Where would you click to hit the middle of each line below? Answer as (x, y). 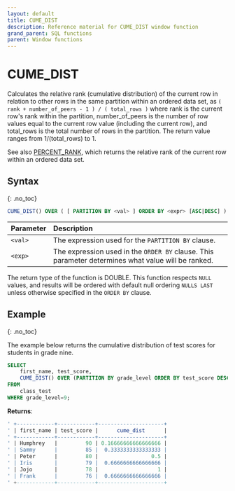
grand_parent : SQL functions (50, 33)
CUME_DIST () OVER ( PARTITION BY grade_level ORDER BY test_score (117, 378)
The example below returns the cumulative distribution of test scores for (111, 345)
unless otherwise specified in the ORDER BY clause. (79, 292)
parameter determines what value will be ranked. (133, 260)
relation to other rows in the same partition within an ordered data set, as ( (114, 102)
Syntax (23, 182)
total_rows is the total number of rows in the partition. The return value (109, 131)
